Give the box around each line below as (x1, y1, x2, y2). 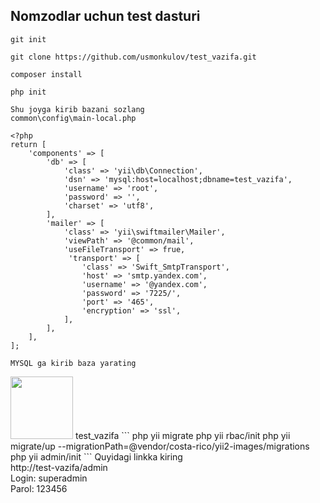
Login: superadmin (10, 472, 88, 484)
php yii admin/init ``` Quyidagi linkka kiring (10, 450, 183, 463)
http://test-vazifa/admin (10, 461, 108, 473)
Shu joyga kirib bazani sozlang (10, 104, 145, 114)
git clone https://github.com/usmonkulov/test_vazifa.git (10, 52, 257, 62)
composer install (10, 69, 83, 79)
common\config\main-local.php (10, 113, 137, 123)
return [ (10, 139, 47, 149)
